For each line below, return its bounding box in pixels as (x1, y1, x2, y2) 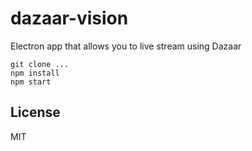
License (10, 104, 61, 121)
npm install (10, 68, 60, 78)
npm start (10, 77, 52, 87)
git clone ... (10, 59, 70, 69)
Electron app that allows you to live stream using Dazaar (10, 40, 242, 52)
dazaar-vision (10, 7, 129, 30)
